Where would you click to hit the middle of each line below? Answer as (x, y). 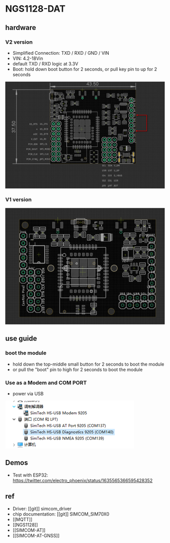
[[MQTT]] (23, 519)
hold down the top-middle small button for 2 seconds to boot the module (88, 364)
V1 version (18, 200)
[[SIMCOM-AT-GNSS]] (36, 535)
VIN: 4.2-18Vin (28, 58)
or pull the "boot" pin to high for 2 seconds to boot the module (77, 369)
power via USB (28, 393)
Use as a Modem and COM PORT (46, 382)
